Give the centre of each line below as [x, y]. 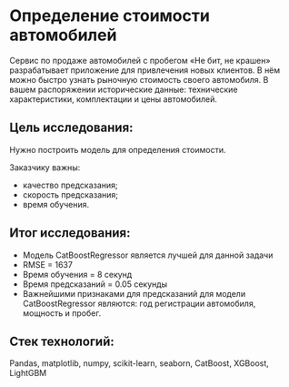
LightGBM [28, 373]
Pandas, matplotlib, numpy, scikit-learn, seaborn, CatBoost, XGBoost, [140, 363]
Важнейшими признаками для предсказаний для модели [134, 293]
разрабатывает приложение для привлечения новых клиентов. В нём [145, 70]
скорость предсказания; [70, 194]
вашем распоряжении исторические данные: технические [124, 89]
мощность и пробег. [62, 313]
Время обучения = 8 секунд [77, 274]
